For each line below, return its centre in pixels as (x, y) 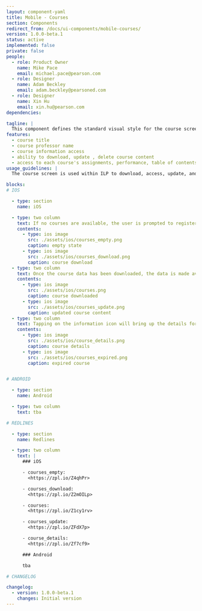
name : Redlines (36, 439)
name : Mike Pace (38, 68)
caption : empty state (55, 246)
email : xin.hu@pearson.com (51, 107)
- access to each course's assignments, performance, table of (92, 163)
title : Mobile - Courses (37, 17)
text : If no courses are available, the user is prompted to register (107, 223)
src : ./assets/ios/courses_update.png (76, 307)
